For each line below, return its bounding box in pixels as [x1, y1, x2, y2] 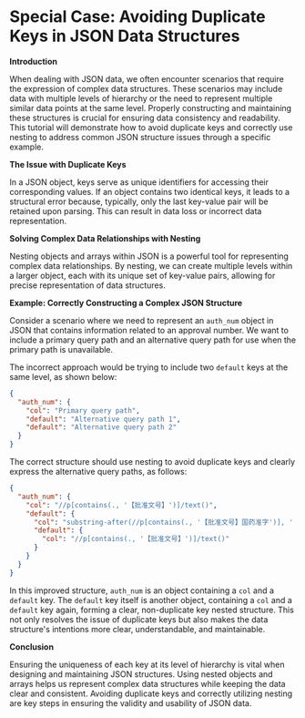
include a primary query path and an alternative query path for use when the [9, 334, 297, 345]
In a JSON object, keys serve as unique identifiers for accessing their [9, 176, 269, 188]
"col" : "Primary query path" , [25, 405, 141, 415]
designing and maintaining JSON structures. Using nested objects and [9, 668, 273, 680]
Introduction [9, 56, 57, 67]
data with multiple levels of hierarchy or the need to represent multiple [9, 93, 273, 104]
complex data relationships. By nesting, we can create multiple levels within [9, 260, 293, 271]
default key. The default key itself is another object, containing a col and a [9, 594, 293, 605]
